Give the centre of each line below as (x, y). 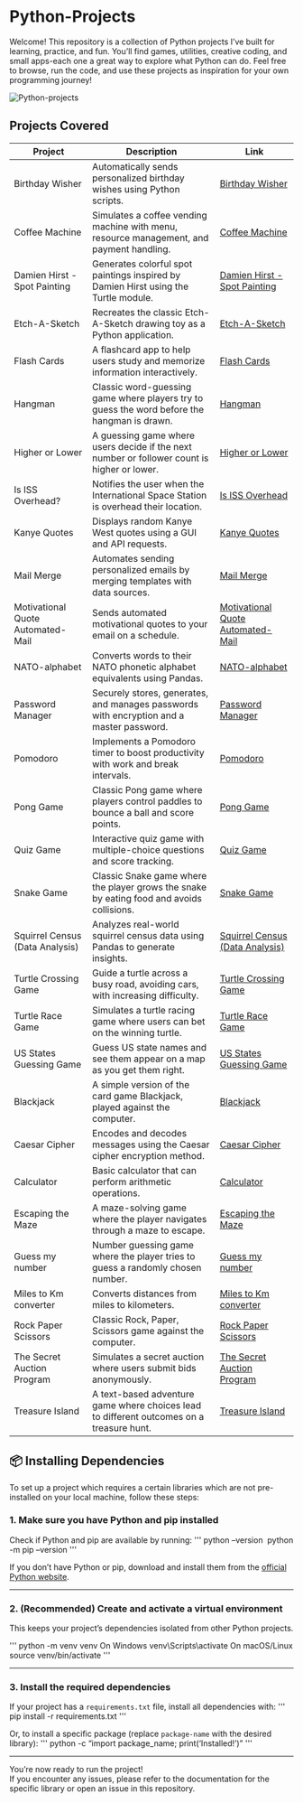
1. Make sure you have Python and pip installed (114, 1520)
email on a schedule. (135, 635)
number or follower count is (150, 458)
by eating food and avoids (147, 898)
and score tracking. (133, 861)
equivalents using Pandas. (147, 677)
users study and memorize (148, 360)
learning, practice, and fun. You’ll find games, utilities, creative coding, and (148, 51)
